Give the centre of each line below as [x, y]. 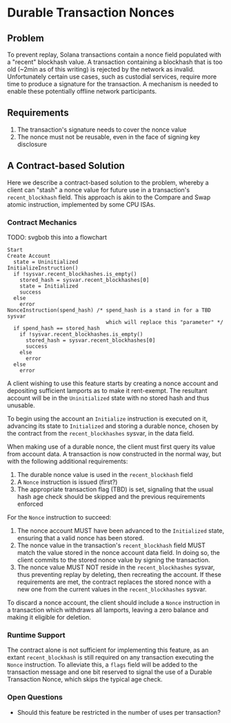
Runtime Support [36, 635]
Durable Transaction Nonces [91, 13]
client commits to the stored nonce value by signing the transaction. [113, 560]
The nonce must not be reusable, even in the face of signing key [109, 136]
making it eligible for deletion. [49, 617]
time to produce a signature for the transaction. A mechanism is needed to [113, 84]
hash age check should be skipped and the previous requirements [111, 496]
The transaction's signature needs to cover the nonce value [102, 130]
